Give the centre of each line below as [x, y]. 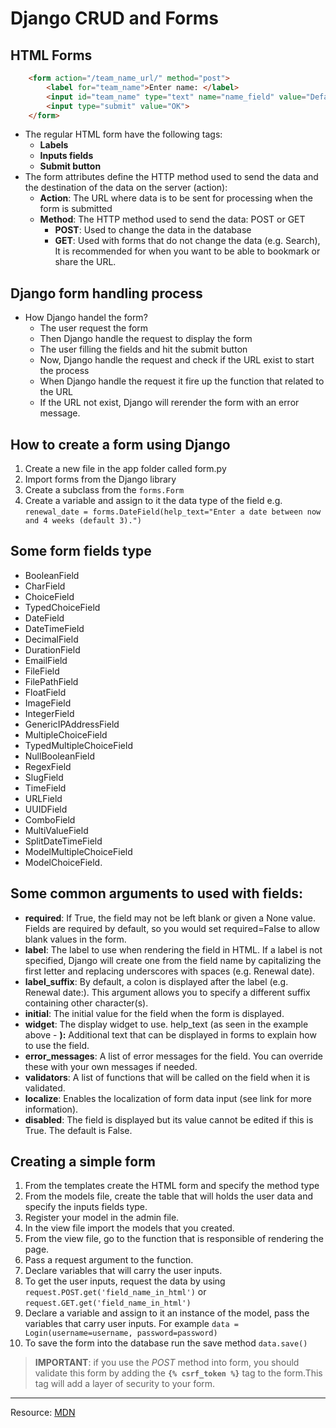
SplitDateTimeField [63, 841]
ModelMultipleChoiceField [78, 851]
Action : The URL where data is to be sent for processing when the [176, 198]
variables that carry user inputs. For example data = [131, 1324]
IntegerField [49, 713]
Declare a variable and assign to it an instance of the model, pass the [167, 1313]
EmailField [46, 660]
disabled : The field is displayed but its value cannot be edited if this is [169, 1119]
